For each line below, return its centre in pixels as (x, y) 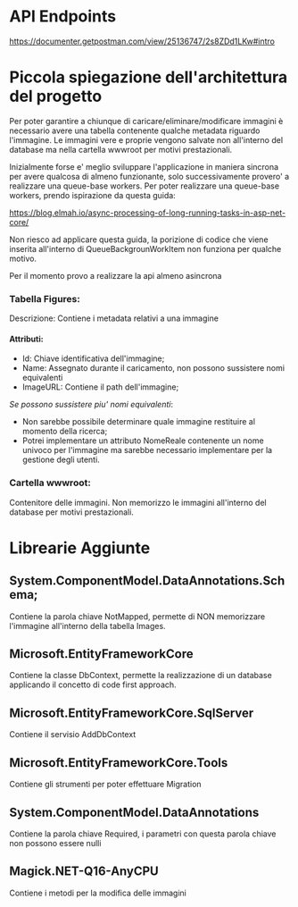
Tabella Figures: (45, 298)
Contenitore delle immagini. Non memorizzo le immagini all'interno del (138, 502)
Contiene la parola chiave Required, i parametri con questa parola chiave (143, 834)
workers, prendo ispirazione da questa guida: (92, 195)
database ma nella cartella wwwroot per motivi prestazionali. (121, 149)
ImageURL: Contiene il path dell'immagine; (100, 387)
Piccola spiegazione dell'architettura (149, 77)
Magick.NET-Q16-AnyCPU (84, 872)
